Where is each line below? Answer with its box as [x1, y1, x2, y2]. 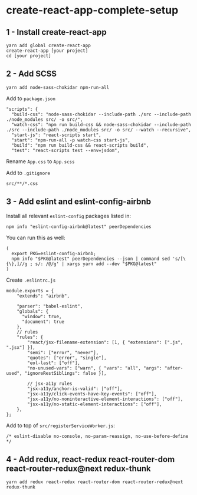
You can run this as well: [6, 234, 65, 241]
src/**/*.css [6, 180, 38, 186]
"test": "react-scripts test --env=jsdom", [11, 147, 120, 153]
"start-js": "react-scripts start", [11, 132, 101, 138]
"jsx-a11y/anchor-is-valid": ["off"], [27, 385, 123, 392]
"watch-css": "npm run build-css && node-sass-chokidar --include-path [11, 121, 192, 127]
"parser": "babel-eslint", [17, 303, 83, 309]
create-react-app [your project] [6, 48, 88, 54]
